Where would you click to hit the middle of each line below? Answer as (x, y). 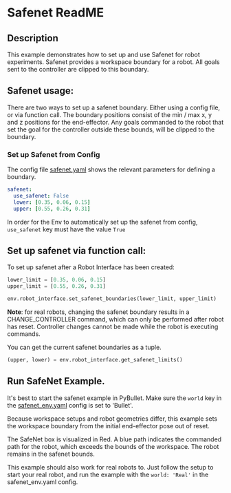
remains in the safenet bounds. (51, 454)
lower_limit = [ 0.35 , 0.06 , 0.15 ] (57, 280)
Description (33, 38)
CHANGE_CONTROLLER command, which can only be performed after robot (115, 319)
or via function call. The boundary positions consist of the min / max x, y (109, 114)
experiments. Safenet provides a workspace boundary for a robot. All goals (113, 62)
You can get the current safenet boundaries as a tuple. (84, 347)
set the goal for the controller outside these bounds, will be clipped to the (111, 129)
